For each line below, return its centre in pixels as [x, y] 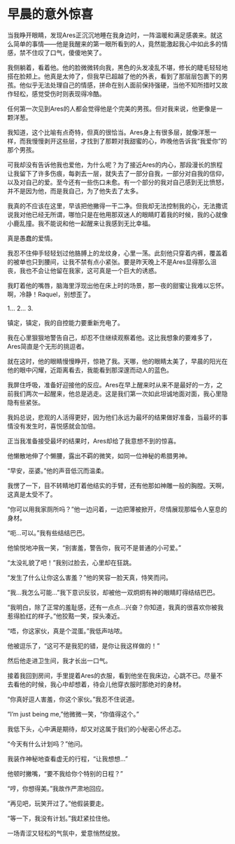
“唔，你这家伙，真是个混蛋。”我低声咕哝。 [67, 630]
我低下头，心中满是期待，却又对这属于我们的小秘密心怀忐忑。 [96, 728]
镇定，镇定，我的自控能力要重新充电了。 [65, 322]
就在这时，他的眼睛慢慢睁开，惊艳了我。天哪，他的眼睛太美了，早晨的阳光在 [117, 361]
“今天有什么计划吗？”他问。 [47, 744]
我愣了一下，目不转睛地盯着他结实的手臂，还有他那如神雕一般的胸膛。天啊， [117, 485]
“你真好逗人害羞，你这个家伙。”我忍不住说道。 [73, 699]
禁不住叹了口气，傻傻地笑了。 [62, 53]
